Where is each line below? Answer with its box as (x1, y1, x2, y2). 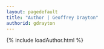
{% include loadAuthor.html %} (6, 37, 83, 44)
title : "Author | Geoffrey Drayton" (6, 15, 99, 21)
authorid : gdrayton (6, 20, 56, 26)
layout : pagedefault (6, 8, 59, 15)
